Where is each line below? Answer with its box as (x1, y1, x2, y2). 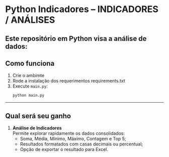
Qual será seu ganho (5, 112, 71, 120)
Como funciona (5, 59, 55, 67)
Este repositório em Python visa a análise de (5, 34, 147, 43)
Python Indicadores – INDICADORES (5, 4, 158, 15)
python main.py (12, 93, 45, 98)
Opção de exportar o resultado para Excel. (20, 146, 108, 152)
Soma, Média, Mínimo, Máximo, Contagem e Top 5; (20, 136, 126, 142)
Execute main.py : (12, 83, 48, 89)
